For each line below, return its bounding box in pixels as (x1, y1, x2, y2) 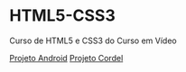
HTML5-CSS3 (9, 5, 116, 26)
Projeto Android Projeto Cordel (9, 52, 124, 63)
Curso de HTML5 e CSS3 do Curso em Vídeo (9, 35, 178, 46)
